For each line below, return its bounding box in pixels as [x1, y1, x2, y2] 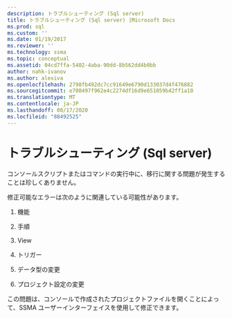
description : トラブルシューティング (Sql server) [7, 10, 145, 17]
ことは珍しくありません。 [7, 178, 80, 186]
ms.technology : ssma [7, 49, 67, 56]
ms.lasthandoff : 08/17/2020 [7, 107, 89, 114]
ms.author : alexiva [7, 74, 64, 82]
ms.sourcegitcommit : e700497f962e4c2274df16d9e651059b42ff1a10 [7, 87, 194, 94]
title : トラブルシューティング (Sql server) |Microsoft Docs [7, 17, 175, 24]
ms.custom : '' [7, 29, 48, 37]
